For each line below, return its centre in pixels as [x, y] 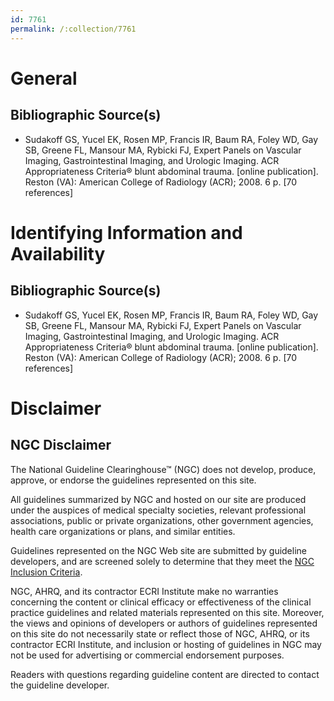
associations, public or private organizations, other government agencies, [162, 520]
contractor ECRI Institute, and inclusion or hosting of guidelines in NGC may [166, 644]
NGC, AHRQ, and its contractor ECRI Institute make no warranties [144, 591]
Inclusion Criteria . [46, 572]
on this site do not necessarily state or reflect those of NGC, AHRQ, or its [160, 633]
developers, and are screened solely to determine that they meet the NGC [162, 561]
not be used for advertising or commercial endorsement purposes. [147, 655]
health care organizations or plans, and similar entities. [123, 531]
